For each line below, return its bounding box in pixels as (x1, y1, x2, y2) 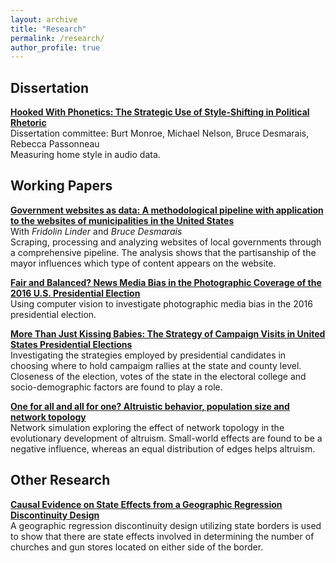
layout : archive (10, 14, 78, 25)
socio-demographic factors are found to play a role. (10, 381, 223, 393)
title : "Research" (10, 24, 87, 34)
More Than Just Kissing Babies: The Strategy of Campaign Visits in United (10, 327, 326, 340)
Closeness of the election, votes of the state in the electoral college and (10, 370, 307, 382)
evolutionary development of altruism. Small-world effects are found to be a (10, 432, 323, 444)
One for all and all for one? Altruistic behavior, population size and (10, 400, 290, 412)
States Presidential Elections (10, 338, 133, 350)
